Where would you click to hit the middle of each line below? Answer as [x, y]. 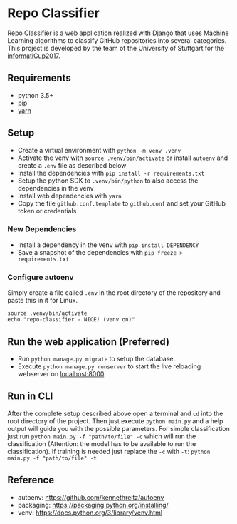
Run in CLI [30, 397]
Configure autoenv [41, 277]
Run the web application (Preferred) [88, 342]
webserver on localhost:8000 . [62, 373]
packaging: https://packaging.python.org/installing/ [93, 505]
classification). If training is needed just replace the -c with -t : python [109, 451]
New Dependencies [42, 229]
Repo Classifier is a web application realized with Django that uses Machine [118, 33]
